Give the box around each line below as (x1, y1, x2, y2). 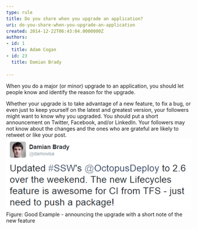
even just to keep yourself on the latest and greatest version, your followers (6, 106, 189, 113)
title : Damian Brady (11, 59, 62, 65)
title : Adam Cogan (11, 47, 57, 53)
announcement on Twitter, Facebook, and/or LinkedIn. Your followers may (6, 118, 185, 126)
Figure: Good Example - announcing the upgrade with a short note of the (6, 211, 183, 218)
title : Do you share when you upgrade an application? (6, 15, 143, 22)
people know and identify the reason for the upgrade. (6, 88, 136, 95)
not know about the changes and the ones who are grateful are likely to (6, 125, 179, 132)
